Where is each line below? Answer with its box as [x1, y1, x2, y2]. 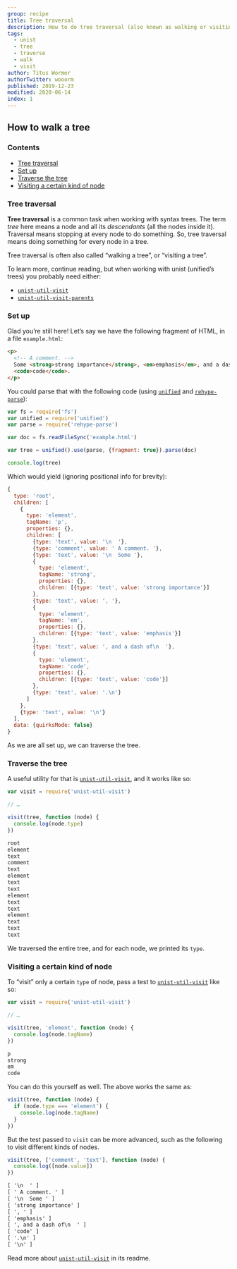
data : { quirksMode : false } [13, 722, 93, 729]
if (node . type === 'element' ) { [13, 1103, 109, 1110]
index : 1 [7, 96, 33, 103]
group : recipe [7, 10, 49, 18]
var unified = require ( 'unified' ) [7, 415, 109, 422]
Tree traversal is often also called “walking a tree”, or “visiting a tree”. [7, 251, 208, 259]
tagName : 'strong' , [38, 571, 97, 578]
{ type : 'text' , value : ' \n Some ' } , [32, 551, 143, 558]
